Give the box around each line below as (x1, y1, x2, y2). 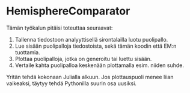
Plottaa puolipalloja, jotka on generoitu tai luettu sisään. (14, 55, 152, 62)
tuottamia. (14, 48, 40, 56)
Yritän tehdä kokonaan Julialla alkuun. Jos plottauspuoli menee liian (6, 73, 174, 80)
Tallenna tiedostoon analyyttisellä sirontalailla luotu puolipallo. (14, 36, 168, 43)
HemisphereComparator (6, 4, 130, 18)
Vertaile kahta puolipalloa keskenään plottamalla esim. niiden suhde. (14, 62, 185, 69)
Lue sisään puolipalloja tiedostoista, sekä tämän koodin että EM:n (14, 42, 177, 50)
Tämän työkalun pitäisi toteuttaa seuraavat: (6, 24, 113, 31)
